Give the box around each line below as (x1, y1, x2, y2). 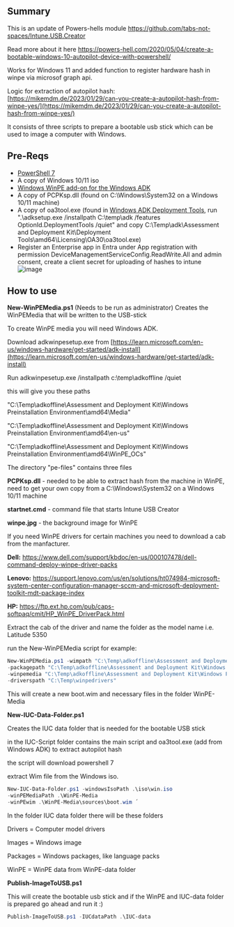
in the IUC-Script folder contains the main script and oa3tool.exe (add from (7, 737, 223, 746)
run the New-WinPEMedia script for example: (7, 644, 137, 652)
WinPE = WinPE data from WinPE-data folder (7, 865, 136, 873)
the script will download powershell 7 (7, 758, 114, 767)
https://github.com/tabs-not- (127, 24, 211, 32)
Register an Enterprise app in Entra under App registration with (17, 243, 198, 251)
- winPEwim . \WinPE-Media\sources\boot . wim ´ (7, 798, 139, 806)
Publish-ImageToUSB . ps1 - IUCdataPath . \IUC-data (7, 913, 151, 920)
